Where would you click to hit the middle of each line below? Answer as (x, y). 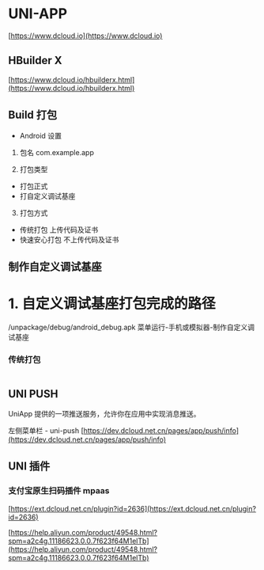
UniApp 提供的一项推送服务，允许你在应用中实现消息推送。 (104, 414)
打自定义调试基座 (47, 196)
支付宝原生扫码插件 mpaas (59, 491)
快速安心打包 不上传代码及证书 (69, 239)
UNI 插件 (29, 467)
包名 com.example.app (57, 152)
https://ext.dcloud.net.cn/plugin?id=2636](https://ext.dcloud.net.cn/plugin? (134, 508)
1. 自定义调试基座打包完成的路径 (112, 304)
